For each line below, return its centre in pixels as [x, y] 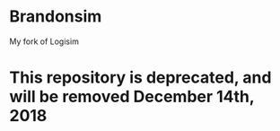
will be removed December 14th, [132, 97]
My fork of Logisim [44, 41]
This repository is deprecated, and [140, 78]
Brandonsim [56, 17]
